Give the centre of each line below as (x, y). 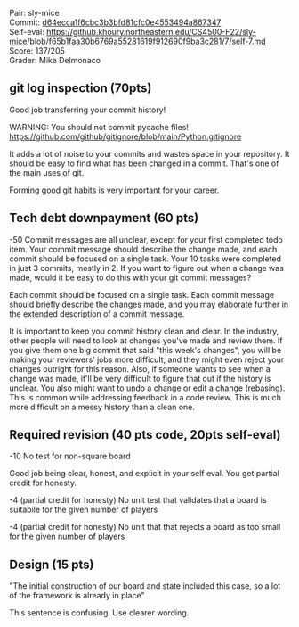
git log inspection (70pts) (81, 88)
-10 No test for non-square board (70, 456)
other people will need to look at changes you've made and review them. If (146, 340)
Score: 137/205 (37, 51)
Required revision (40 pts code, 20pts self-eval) (145, 435)
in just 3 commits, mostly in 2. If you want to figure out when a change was (147, 268)
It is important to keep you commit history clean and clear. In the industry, (144, 331)
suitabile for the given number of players (84, 510)
